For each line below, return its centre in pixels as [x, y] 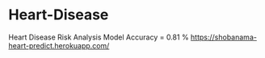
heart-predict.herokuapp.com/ [59, 45]
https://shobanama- [223, 37]
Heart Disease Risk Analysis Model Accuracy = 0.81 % [99, 37]
